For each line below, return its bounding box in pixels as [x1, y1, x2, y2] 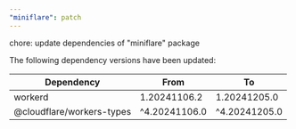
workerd [13, 91, 49, 103]
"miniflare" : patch [9, 12, 82, 22]
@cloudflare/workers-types [13, 105, 132, 117]
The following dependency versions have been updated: [9, 54, 217, 65]
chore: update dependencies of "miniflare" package [9, 37, 201, 48]
